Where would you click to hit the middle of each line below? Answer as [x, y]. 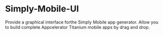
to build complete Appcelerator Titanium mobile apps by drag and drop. [78, 27]
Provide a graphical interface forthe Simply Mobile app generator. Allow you [82, 22]
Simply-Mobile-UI [42, 9]
